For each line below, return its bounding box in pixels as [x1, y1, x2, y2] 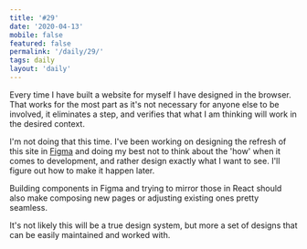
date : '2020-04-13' [9, 22, 84, 31]
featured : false [9, 38, 71, 48]
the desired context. [9, 118, 85, 129]
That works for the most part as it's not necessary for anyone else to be [9, 99, 280, 109]
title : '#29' [9, 13, 59, 23]
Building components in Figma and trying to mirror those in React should [9, 182, 282, 193]
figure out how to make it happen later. [9, 165, 155, 176]
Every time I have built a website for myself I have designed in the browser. [9, 88, 292, 100]
